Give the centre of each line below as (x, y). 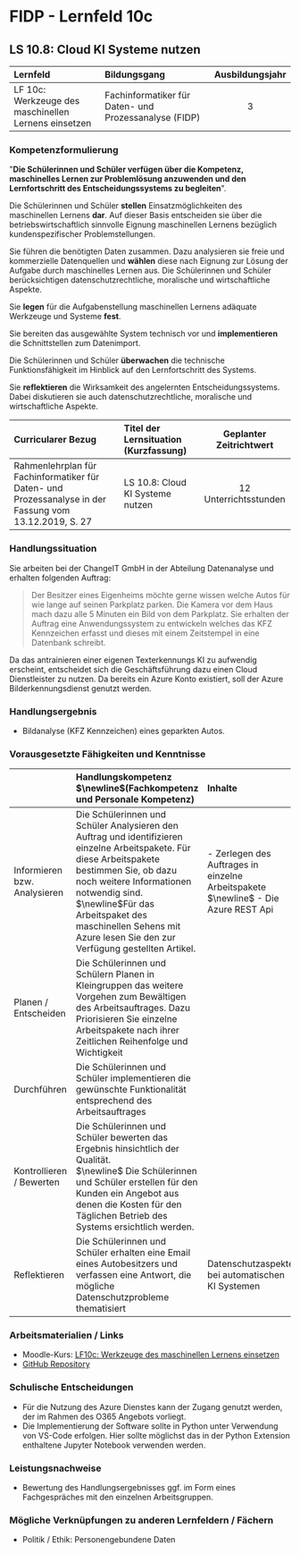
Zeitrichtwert (245, 445)
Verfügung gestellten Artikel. (136, 949)
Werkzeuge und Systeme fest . (65, 317)
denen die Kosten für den (129, 1204)
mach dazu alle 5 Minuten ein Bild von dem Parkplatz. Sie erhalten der (160, 613)
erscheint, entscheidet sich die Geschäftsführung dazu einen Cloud (133, 669)
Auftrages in (233, 865)
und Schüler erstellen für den (137, 1182)
